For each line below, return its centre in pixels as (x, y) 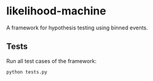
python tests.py (27, 72)
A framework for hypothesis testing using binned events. (77, 28)
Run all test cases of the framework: (52, 61)
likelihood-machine (56, 11)
